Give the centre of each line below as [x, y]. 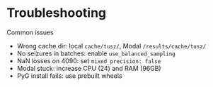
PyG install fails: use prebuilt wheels [69, 76]
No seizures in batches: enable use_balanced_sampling [96, 53]
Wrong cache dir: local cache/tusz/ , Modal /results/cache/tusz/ [111, 46]
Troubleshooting [57, 13]
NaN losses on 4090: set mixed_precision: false [89, 60]
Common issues [30, 32]
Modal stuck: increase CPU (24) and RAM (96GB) [89, 68]
